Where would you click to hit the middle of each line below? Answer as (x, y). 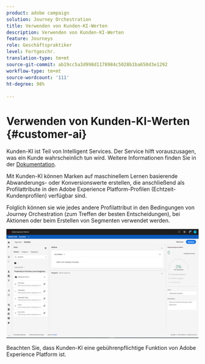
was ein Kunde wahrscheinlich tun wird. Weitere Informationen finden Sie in (101, 158)
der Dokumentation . (31, 165)
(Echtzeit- (164, 189)
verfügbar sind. (67, 196)
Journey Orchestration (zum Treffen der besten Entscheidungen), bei (93, 214)
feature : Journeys (30, 39)
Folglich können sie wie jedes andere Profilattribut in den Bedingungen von (101, 207)
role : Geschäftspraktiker (39, 45)
